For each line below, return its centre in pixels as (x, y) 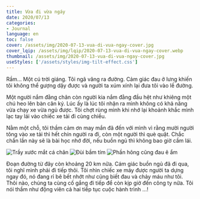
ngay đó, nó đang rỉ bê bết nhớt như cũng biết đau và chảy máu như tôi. (95, 176)
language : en (22, 34)
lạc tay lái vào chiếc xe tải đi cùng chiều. (56, 116)
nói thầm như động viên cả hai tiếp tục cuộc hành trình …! (77, 189)
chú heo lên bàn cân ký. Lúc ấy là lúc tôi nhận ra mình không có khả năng (97, 103)
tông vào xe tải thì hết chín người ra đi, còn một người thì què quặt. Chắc (95, 134)
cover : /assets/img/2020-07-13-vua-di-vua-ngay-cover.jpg (80, 46)
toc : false (20, 40)
